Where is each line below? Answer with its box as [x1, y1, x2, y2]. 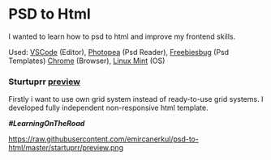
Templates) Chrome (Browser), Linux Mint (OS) [8, 56, 166, 65]
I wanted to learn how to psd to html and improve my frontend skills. [8, 32, 236, 41]
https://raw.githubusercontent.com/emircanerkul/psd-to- [8, 134, 199, 144]
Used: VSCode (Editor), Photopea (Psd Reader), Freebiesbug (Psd [8, 47, 230, 57]
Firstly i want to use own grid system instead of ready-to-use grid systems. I [8, 95, 264, 104]
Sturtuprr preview [8, 76, 81, 87]
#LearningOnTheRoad [8, 119, 85, 128]
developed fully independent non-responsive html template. [8, 103, 209, 113]
